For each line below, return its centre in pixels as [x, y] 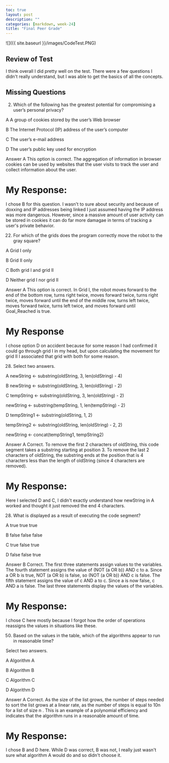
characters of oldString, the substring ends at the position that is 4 [75, 455]
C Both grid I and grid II [30, 270]
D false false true [23, 554]
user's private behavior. [30, 225]
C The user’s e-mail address [35, 139]
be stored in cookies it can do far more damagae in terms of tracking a [79, 220]
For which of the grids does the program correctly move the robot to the [88, 235]
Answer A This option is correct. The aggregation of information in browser [83, 159]
